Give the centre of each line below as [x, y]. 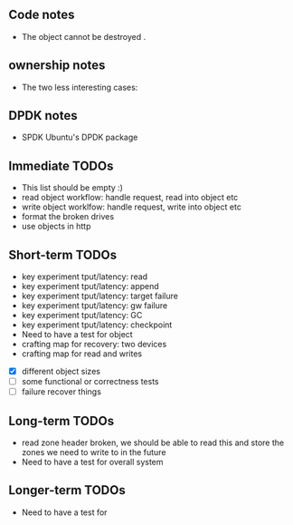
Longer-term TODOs [67, 490]
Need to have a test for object [77, 335]
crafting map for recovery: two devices [94, 345]
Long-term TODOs [61, 421]
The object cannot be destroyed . [84, 36]
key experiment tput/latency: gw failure [95, 306]
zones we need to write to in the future [94, 452]
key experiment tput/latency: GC [82, 316]
